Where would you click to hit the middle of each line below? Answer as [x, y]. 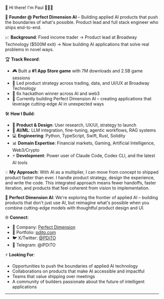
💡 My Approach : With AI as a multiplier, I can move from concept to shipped [82, 172]
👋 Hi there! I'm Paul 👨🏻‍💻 [29, 8]
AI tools [20, 162]
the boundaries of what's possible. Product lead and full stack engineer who [82, 22]
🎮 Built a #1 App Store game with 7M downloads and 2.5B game [77, 71]
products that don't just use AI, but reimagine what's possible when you [77, 203]
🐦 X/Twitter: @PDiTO [34, 238]
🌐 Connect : [17, 217]
